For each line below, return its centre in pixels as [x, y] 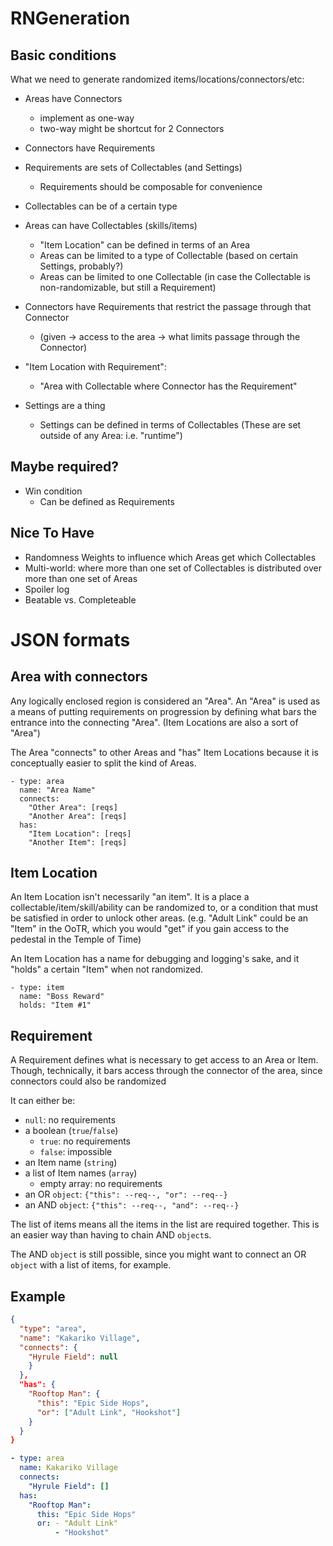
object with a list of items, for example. [91, 1265]
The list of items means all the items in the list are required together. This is [165, 1224]
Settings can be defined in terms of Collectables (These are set [170, 425]
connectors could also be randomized [88, 1081]
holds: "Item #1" [55, 1005]
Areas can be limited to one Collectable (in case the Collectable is [175, 276]
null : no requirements [70, 1120]
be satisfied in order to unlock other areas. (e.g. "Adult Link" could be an [159, 918]
